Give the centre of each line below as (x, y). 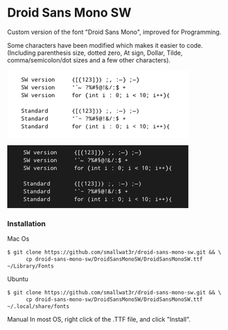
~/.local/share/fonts (38, 306)
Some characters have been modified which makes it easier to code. (105, 45)
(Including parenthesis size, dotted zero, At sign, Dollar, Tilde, (95, 53)
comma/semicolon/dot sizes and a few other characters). (89, 60)
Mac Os (18, 239)
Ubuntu (18, 279)
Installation (27, 223)
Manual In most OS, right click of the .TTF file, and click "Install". (99, 320)
